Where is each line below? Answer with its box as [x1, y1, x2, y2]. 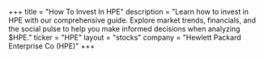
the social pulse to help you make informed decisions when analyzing [8, 24, 241, 33]
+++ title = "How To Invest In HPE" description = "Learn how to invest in [8, 7, 249, 16]
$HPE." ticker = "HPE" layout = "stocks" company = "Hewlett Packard [8, 32, 241, 42]
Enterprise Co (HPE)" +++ [8, 41, 96, 51]
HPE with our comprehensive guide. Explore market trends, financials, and [8, 15, 257, 25]
